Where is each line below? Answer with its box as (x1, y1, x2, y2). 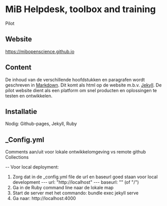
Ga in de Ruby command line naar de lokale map (12, 185, 114, 191)
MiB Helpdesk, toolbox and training (5, 4, 156, 15)
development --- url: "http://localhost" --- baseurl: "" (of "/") (12, 179, 139, 185)
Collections (5, 154, 29, 160)
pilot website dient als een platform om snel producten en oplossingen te (5, 87, 157, 93)
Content (5, 63, 32, 72)
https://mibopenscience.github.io (5, 48, 75, 54)
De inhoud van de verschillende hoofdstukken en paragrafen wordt (5, 76, 145, 83)
